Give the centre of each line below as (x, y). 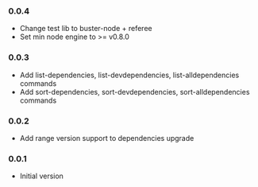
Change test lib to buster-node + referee (86, 29)
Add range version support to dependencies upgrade (107, 138)
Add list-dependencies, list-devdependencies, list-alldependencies (129, 75)
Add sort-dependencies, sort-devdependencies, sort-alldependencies (135, 92)
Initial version (41, 176)
